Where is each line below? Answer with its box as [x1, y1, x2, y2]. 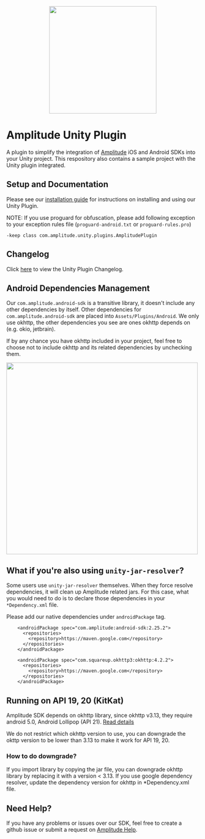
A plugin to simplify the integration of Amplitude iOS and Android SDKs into [6, 148, 196, 156]
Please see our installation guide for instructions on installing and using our [6, 195, 196, 203]
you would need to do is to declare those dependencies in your [6, 595, 165, 602]
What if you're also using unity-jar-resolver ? [6, 565, 185, 576]
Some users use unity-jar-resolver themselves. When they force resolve [6, 582, 193, 589]
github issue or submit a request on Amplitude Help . [6, 826, 138, 833]
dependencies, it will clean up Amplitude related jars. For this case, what [6, 588, 189, 595]
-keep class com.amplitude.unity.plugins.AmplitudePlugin [6, 232, 157, 239]
